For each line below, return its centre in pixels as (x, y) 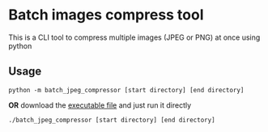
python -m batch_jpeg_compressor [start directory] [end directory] (126, 90)
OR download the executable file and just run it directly (100, 105)
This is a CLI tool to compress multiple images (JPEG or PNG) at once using (134, 37)
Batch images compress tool (106, 15)
